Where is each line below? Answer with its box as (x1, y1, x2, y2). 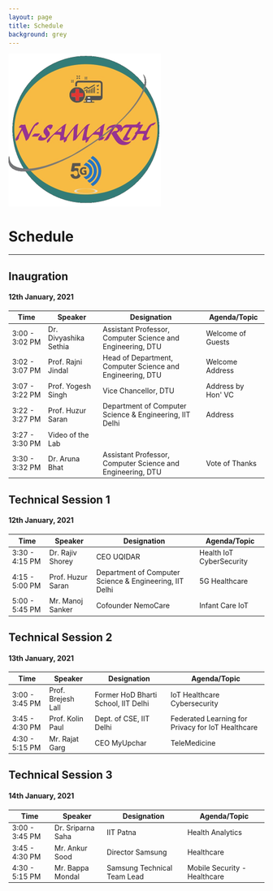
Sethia (47, 341, 70, 351)
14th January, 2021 (8, 791, 75, 801)
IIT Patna (106, 827, 136, 837)
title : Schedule (8, 21, 63, 30)
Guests (206, 337, 230, 347)
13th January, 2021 (8, 653, 75, 663)
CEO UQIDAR (96, 552, 141, 562)
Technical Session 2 (8, 630, 113, 645)
